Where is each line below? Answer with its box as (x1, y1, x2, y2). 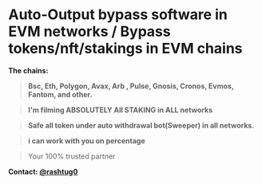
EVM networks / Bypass (8, 22, 171, 41)
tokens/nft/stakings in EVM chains (8, 40, 243, 57)
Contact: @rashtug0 (8, 166, 78, 176)
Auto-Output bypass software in (8, 6, 228, 24)
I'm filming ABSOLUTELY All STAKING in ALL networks (27, 105, 213, 115)
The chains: (8, 65, 49, 75)
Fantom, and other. (27, 89, 93, 99)
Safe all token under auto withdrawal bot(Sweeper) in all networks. (27, 120, 255, 130)
